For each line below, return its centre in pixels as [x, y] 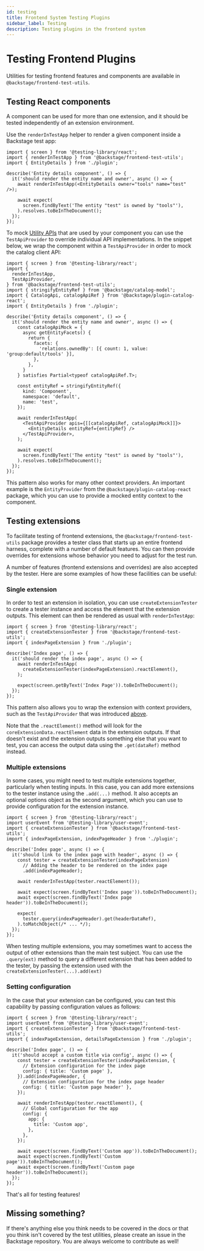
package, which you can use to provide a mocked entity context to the [95, 495]
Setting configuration [39, 987]
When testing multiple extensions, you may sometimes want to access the [99, 946]
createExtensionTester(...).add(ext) [54, 972]
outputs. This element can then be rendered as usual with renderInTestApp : [100, 615]
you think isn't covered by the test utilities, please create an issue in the [96, 1235]
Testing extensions [44, 521]
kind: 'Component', [47, 391]
